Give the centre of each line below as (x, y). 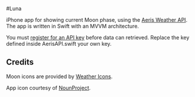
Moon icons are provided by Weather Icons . (59, 76)
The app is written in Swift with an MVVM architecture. (73, 26)
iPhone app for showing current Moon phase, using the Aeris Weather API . (97, 20)
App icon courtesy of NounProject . (48, 88)
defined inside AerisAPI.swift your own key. (59, 44)
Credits (20, 62)
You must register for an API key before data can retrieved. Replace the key (98, 37)
